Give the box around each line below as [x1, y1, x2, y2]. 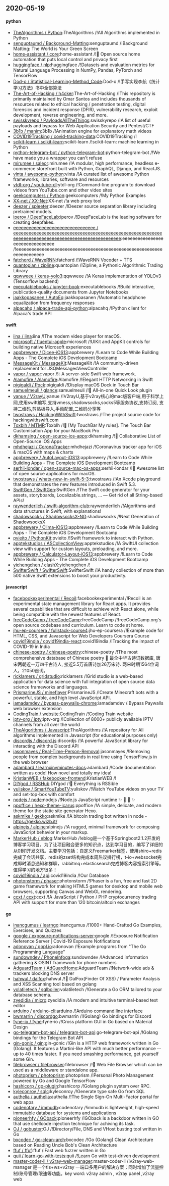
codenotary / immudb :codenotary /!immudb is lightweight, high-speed [13, 1105, 159, 1111]
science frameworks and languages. [13, 684, 89, 690]
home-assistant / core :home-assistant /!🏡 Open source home [13, 51, 140, 57]
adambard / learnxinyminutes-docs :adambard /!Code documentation [13, 765, 156, 770]
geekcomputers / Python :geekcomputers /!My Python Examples [13, 192, 146, 199]
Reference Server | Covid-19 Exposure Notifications [13, 938, 120, 944]
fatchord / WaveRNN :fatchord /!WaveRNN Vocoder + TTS [13, 257, 132, 263]
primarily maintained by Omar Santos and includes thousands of [13, 95, 146, 102]
